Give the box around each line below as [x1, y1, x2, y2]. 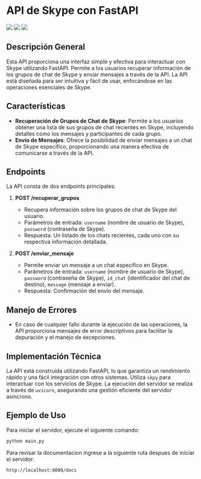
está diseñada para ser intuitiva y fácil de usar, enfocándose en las [6, 77, 173, 85]
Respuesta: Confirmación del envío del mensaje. [24, 288, 145, 295]
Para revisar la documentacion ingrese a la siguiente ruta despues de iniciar [6, 449, 195, 456]
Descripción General [6, 42, 86, 52]
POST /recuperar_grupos [14, 194, 80, 202]
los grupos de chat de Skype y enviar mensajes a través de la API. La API [6, 71, 188, 78]
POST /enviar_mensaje [14, 250, 74, 257]
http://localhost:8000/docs [6, 467, 77, 473]
